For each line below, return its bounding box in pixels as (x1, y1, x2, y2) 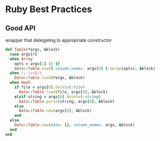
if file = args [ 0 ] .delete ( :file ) (14, 85, 85, 90)
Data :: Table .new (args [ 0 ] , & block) (18, 108, 92, 114)
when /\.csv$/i (10, 70, 42, 76)
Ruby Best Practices (5, 4, 92, 15)
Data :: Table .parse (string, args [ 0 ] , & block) (18, 99, 115, 104)
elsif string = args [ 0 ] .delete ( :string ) (14, 94, 101, 99)
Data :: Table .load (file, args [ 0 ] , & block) (18, 89, 108, 94)
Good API (5, 24, 36, 32)
